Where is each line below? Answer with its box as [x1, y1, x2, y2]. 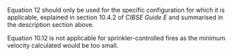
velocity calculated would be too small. [7, 41, 119, 49]
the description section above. [7, 21, 94, 28]
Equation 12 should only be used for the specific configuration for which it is [7, 6, 225, 14]
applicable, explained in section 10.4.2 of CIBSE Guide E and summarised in [7, 13, 224, 21]
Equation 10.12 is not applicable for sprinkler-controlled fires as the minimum [7, 34, 226, 42]
